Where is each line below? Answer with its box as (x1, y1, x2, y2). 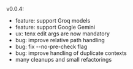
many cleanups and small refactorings (15, 56, 112, 63)
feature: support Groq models (15, 17, 91, 24)
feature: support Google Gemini (15, 24, 96, 31)
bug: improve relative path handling (15, 37, 105, 43)
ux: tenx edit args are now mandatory (15, 30, 110, 37)
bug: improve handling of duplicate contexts (15, 49, 127, 57)
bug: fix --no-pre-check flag (15, 43, 88, 50)
